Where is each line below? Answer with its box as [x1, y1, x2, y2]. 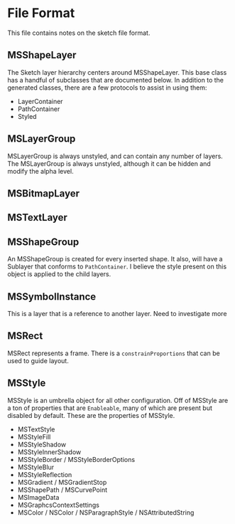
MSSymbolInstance [7, 290, 97, 303]
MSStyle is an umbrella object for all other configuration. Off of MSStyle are [7, 396, 229, 404]
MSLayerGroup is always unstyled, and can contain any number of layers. [7, 152, 224, 160]
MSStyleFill [17, 432, 51, 441]
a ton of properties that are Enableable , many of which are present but [7, 404, 213, 412]
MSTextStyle [17, 425, 55, 434]
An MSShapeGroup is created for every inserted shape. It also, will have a [7, 255, 223, 263]
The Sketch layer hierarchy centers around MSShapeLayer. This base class [7, 68, 227, 76]
